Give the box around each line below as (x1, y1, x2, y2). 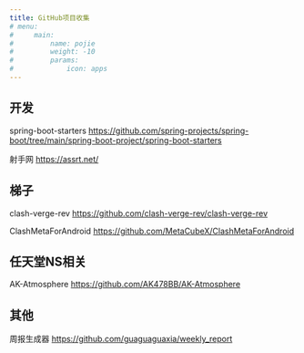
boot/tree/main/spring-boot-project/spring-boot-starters (9, 134, 222, 146)
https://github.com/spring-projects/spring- (87, 125, 249, 136)
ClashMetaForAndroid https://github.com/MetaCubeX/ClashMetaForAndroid (9, 225, 295, 236)
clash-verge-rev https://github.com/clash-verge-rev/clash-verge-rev (9, 207, 269, 219)
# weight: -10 (9, 47, 96, 57)
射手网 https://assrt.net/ (9, 153, 99, 164)
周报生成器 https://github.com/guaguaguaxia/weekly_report (9, 334, 233, 345)
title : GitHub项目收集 (9, 13, 90, 23)
